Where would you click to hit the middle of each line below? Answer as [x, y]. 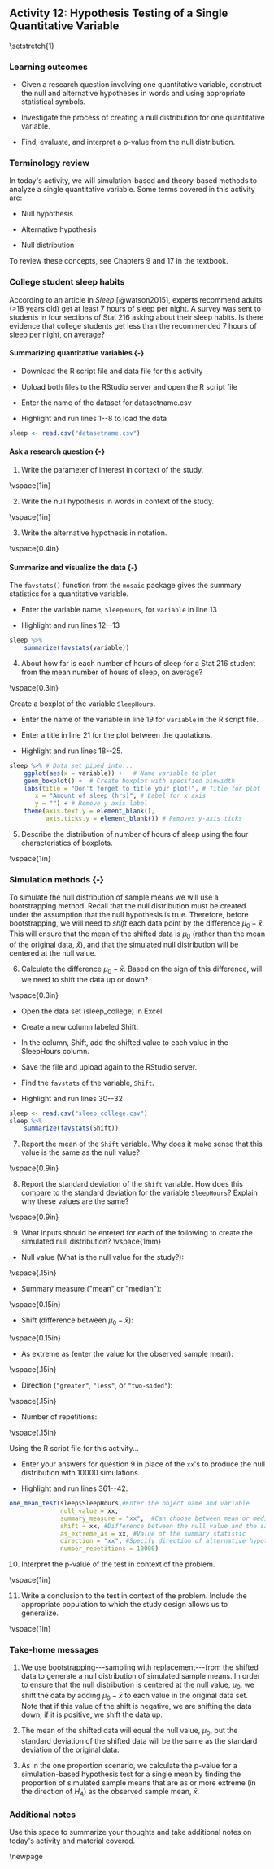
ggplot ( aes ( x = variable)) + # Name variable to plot [121, 773]
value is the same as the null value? [80, 1152]
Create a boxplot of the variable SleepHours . [83, 704]
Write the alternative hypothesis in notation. [94, 533]
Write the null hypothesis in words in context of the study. [117, 501]
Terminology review [50, 163]
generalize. [40, 1613]
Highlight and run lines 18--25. [72, 751]
